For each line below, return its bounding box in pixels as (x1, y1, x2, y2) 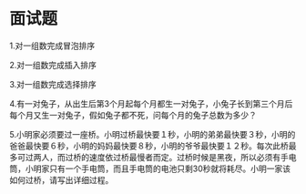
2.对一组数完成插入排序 (9, 59, 97, 70)
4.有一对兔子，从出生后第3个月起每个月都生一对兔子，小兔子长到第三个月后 (9, 97, 293, 109)
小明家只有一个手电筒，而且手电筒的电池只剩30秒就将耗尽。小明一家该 (25, 163, 291, 174)
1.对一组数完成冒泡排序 (9, 40, 96, 51)
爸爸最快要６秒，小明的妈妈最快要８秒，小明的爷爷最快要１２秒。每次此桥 (9, 140, 289, 151)
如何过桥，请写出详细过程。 (9, 174, 114, 185)
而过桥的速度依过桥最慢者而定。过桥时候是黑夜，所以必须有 (56, 151, 280, 162)
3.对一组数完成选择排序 (9, 78, 97, 89)
